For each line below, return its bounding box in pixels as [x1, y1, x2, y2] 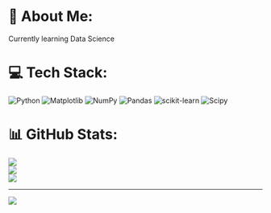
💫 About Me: [8, 7, 94, 26]
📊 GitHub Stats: [8, 125, 119, 144]
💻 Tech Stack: [8, 63, 108, 82]
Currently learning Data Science [8, 34, 115, 43]
